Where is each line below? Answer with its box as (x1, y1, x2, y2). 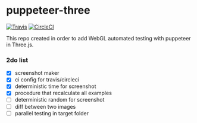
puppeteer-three (6, 4, 90, 17)
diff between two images (14, 103, 76, 110)
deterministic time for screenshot (14, 83, 96, 90)
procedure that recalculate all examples (14, 90, 112, 97)
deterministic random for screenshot (14, 96, 105, 103)
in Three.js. (6, 41, 34, 48)
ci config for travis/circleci (14, 76, 79, 83)
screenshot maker (14, 70, 60, 77)
